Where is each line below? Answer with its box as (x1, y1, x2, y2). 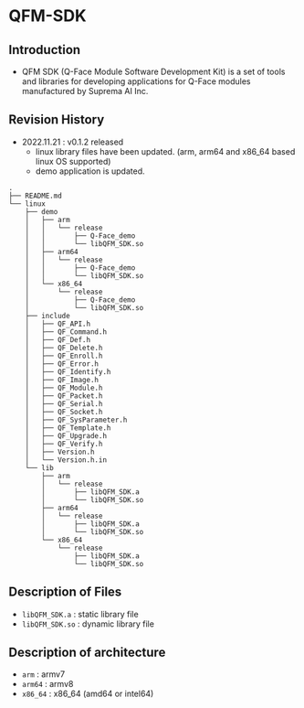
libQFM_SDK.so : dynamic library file (21, 618, 154, 629)
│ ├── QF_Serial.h (25, 399, 103, 408)
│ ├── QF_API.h (25, 319, 91, 328)
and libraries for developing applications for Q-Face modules (21, 76, 251, 87)
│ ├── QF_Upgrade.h (25, 431, 107, 440)
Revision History (8, 112, 105, 128)
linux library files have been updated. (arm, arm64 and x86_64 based (35, 145, 296, 156)
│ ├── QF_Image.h (25, 375, 100, 384)
